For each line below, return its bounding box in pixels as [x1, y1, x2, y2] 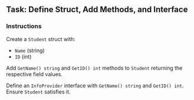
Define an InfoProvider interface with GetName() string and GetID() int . [6, 82, 184, 89]
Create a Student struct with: [6, 35, 75, 43]
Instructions [6, 22, 42, 30]
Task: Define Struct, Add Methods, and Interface [6, 5, 188, 15]
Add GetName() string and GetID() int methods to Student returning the [6, 64, 183, 71]
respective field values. [6, 70, 63, 78]
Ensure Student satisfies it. [6, 88, 71, 95]
